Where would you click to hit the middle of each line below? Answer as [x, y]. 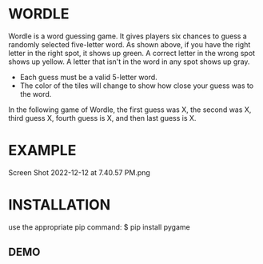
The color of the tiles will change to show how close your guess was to [137, 86]
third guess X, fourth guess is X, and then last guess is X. [102, 118]
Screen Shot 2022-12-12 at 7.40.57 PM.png [79, 172]
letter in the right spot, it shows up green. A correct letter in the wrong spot [132, 53]
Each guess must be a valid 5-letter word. [88, 77]
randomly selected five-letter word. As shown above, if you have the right [130, 44]
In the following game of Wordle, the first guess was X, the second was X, [130, 110]
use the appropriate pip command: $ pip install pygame [99, 227]
